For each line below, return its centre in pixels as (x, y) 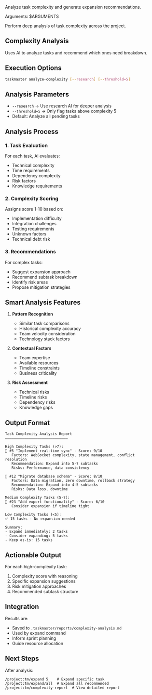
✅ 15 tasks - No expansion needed (40, 519)
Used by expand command (39, 633)
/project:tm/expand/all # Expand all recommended (57, 683)
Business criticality (38, 373)
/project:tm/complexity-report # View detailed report (62, 688)
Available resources (39, 363)
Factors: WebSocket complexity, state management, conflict (73, 455)
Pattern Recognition (32, 314)
